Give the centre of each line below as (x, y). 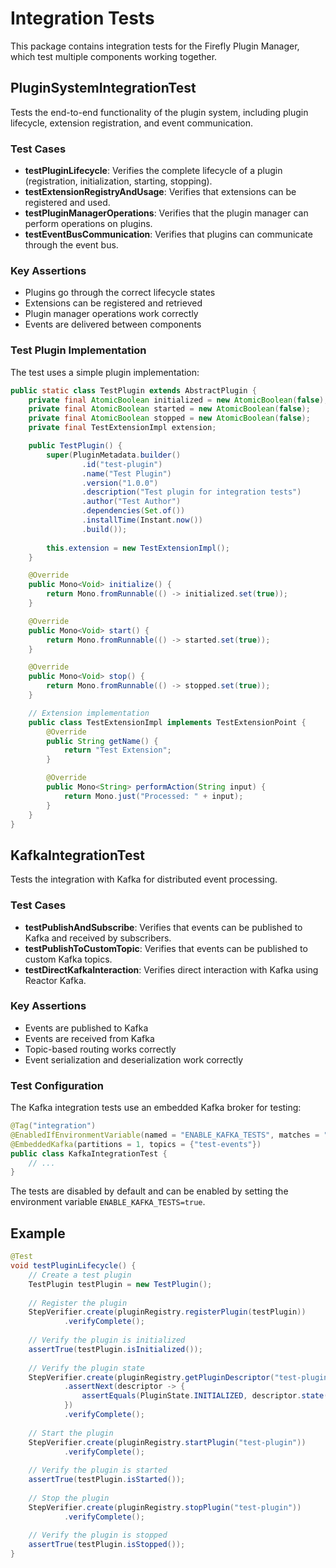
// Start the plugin (71, 1433)
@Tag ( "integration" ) (53, 1126)
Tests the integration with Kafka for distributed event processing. (144, 879)
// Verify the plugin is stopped (98, 1535)
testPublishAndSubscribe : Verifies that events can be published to (163, 927)
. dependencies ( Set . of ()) (133, 511)
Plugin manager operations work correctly (111, 314)
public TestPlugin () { (75, 446)
